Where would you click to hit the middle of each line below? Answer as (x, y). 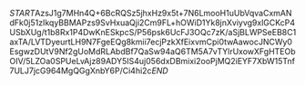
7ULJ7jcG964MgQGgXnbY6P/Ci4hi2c (81, 71)
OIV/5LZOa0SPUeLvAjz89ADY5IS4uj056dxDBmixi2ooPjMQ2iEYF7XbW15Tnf (152, 61)
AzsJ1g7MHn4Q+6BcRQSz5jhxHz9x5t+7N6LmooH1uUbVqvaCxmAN (164, 13)
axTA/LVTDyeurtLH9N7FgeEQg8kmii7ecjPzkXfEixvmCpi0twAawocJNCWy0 (151, 42)
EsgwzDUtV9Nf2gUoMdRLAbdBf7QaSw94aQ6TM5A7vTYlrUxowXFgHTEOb (152, 52)
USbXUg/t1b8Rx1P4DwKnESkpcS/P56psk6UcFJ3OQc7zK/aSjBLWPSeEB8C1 (153, 32)
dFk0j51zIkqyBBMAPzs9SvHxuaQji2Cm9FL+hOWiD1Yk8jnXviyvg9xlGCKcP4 (152, 23)
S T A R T (22, 13)
